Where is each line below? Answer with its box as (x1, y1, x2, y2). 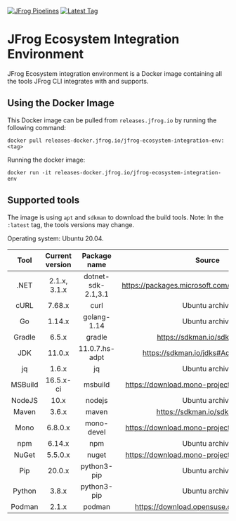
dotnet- (83, 271, 110, 281)
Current (45, 250, 72, 260)
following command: (7, 123, 67, 131)
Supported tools (7, 194, 80, 207)
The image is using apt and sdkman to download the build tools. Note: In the (7, 213, 224, 221)
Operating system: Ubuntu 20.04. (7, 234, 104, 243)
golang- (83, 311, 111, 321)
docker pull (7, 137, 42, 144)
